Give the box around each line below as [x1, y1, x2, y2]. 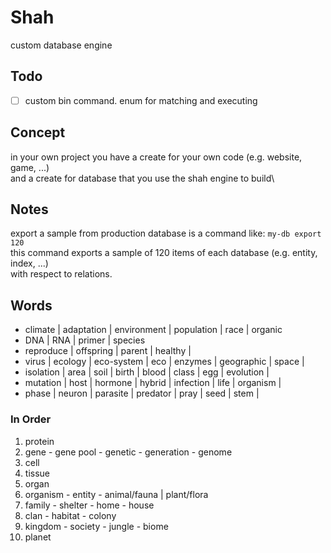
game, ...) [10, 161, 50, 173]
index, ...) [10, 257, 49, 270]
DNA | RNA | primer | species [24, 334, 146, 346]
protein [24, 435, 55, 447]
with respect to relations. [10, 268, 113, 280]
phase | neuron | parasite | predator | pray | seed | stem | [24, 387, 260, 400]
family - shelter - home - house [24, 499, 155, 511]
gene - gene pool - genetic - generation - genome [24, 446, 233, 458]
